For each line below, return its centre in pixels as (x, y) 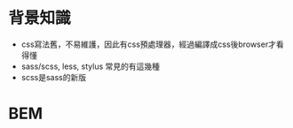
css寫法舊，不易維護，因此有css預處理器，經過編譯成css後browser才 (149, 44)
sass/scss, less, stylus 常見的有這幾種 (91, 66)
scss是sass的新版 (53, 77)
